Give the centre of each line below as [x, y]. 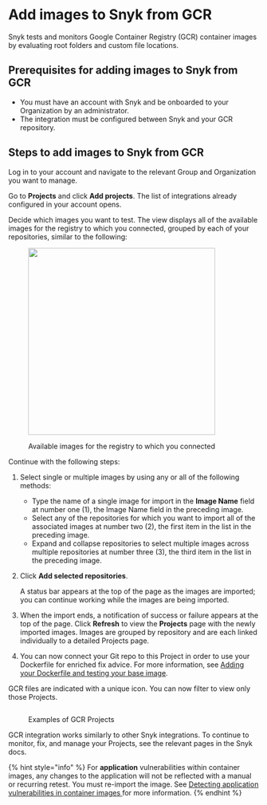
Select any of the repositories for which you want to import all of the [143, 518]
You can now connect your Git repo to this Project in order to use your [135, 656]
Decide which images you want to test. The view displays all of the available [133, 219]
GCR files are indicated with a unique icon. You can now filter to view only [130, 689]
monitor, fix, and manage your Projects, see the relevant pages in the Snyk [130, 743]
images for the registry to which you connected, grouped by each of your [129, 228]
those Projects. [33, 696]
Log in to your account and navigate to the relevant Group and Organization [132, 172]
